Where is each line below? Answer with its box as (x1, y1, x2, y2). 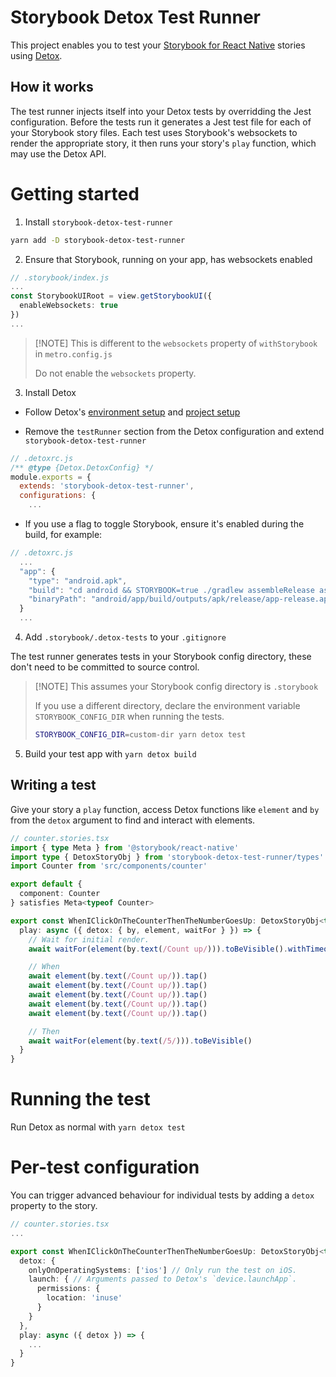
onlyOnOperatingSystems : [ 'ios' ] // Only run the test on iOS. (28, 1265, 298, 1275)
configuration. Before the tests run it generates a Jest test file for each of (10, 116, 312, 128)
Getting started (10, 182, 140, 205)
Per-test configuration (10, 1156, 200, 1179)
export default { (10, 879, 83, 890)
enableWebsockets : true (19, 301, 118, 311)
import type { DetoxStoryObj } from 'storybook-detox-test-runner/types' (10, 852, 325, 862)
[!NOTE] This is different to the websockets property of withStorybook (34, 337, 318, 349)
